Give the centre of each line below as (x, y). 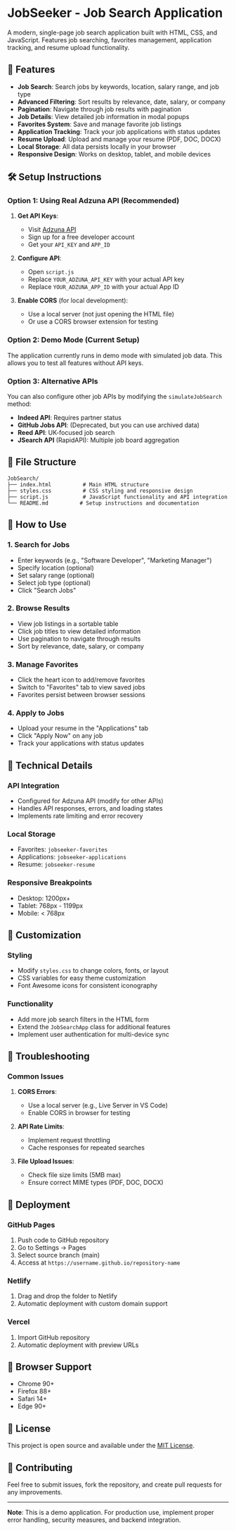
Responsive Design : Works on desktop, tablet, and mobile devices (114, 154)
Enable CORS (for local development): (73, 300)
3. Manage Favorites (43, 664)
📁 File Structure (42, 462)
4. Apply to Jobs (36, 713)
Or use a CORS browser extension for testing (93, 321)
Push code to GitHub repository (63, 1240)
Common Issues (36, 1076)
